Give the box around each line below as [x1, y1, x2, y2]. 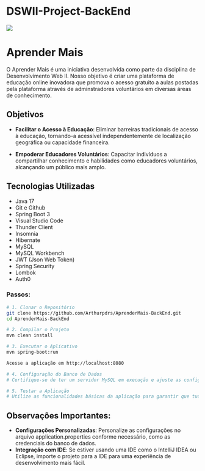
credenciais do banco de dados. [15, 440, 96, 447]
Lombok [15, 269, 37, 276]
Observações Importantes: [6, 411, 111, 421]
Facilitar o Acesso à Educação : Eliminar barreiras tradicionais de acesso [15, 125, 198, 133]
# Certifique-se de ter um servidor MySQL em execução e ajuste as [6, 377, 182, 383]
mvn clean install [6, 332, 53, 338]
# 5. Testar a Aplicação [6, 388, 70, 394]
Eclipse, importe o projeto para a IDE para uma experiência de [15, 453, 171, 460]
